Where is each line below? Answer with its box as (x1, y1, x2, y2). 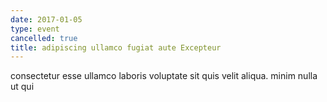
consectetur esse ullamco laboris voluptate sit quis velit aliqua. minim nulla (10, 70, 318, 82)
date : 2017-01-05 (10, 14, 83, 25)
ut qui (10, 81, 35, 93)
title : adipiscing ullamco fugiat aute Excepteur (10, 42, 222, 53)
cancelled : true (10, 33, 78, 43)
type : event (10, 24, 60, 34)
